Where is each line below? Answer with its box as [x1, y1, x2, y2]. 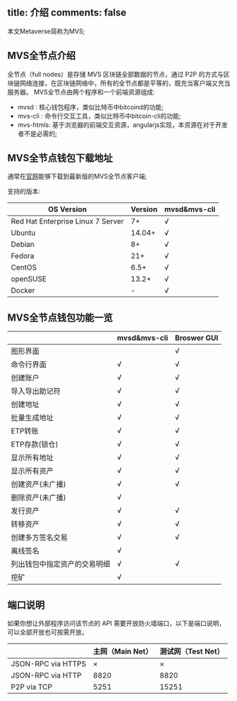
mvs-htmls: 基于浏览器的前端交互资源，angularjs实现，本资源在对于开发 [17, 120, 228, 129]
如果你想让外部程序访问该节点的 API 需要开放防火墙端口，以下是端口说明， [7, 619, 226, 628]
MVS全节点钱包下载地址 [7, 152, 113, 165]
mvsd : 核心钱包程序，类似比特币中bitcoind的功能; [17, 102, 164, 111]
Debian [11, 240, 35, 250]
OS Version [47, 204, 87, 214]
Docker [11, 286, 35, 296]
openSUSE [11, 274, 47, 284]
